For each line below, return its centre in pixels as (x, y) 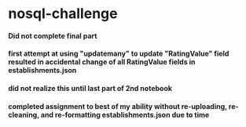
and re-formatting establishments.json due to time (125, 114)
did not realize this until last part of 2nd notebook (90, 88)
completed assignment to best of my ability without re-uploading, (118, 106)
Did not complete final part (53, 35)
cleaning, (24, 114)
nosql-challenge (63, 14)
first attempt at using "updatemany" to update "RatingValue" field (119, 54)
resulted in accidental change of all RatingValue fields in (102, 62)
